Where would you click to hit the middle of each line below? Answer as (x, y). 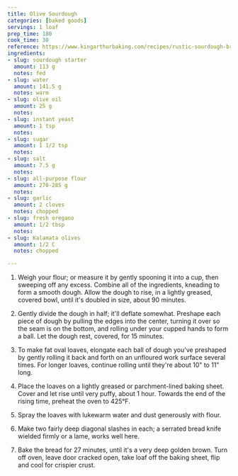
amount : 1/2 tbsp (39, 225)
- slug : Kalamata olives (44, 238)
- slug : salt (27, 159)
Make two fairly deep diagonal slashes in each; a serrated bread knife (119, 429)
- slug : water (28, 80)
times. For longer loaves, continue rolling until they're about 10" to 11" (118, 365)
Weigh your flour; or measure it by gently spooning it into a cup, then (118, 278)
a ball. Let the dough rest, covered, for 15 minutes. (91, 336)
